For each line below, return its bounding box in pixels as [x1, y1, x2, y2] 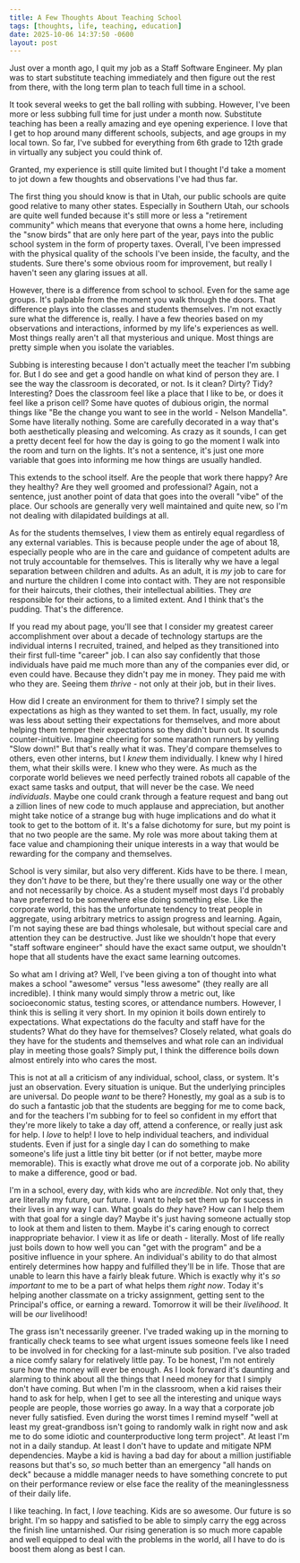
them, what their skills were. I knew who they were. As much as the [9, 763, 258, 773]
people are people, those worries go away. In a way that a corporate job [9, 1402, 275, 1413]
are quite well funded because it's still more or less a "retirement [9, 210, 248, 221]
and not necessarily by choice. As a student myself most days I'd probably [9, 885, 285, 895]
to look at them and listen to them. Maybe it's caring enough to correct [9, 1223, 270, 1234]
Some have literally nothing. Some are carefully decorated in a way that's [9, 416, 279, 427]
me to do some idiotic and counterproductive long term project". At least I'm [9, 1431, 289, 1442]
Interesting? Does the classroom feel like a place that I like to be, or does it [9, 388, 284, 399]
